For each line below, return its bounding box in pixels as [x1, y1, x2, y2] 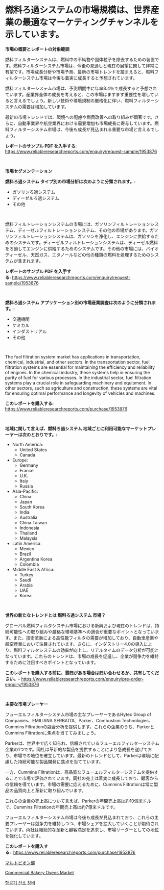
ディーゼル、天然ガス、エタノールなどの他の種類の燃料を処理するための [5, 252, 151, 257]
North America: [12, 441, 43, 447]
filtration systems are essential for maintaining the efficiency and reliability [5, 364, 155, 370]
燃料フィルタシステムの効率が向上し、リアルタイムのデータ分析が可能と [13, 647, 159, 653]
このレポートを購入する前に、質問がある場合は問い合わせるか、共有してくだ [5, 670, 159, 676]
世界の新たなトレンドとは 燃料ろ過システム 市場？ [5, 612, 106, 618]
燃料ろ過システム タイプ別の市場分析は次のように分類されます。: [5, 178, 136, 184]
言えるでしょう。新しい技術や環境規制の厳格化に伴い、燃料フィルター [13, 98, 155, 103]
